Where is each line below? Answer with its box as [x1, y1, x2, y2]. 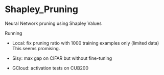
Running [5, 30, 22, 36]
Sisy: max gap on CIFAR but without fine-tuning [12, 55, 112, 61]
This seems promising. [12, 45, 60, 51]
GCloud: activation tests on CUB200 [12, 65, 89, 71]
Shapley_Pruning [5, 4, 79, 15]
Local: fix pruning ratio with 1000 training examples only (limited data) [12, 40, 159, 46]
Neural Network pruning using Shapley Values [5, 20, 102, 26]
